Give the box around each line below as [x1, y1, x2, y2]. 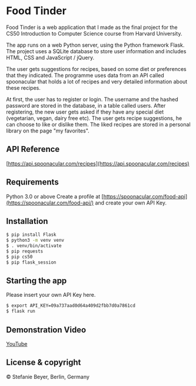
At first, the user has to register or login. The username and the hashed [6, 96, 178, 103]
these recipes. [6, 84, 41, 91]
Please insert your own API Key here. [6, 291, 96, 299]
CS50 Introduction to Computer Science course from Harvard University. [6, 30, 182, 37]
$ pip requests [6, 248, 44, 254]
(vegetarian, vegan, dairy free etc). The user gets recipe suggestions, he [6, 114, 182, 122]
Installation [6, 216, 48, 226]
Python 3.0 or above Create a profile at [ [6, 193, 104, 200]
